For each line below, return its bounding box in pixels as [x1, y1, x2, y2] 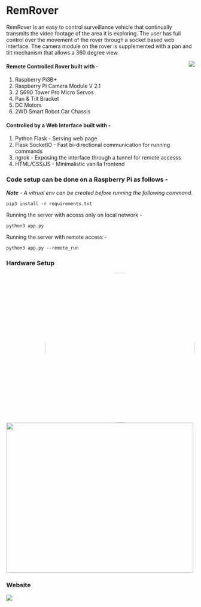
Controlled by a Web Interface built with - [6, 121, 111, 129]
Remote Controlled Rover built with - [6, 62, 99, 70]
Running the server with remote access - [6, 233, 107, 241]
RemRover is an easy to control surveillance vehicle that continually [6, 23, 172, 31]
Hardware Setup [6, 259, 55, 267]
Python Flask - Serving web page [14, 135, 98, 142]
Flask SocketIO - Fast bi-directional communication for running [14, 142, 170, 149]
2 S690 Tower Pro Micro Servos [14, 89, 94, 96]
